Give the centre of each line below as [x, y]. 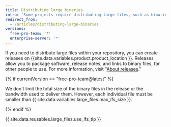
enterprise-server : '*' [35, 39]
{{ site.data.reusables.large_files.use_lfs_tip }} [53, 119]
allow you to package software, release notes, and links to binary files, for [83, 63]
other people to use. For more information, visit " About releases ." [73, 69]
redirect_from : [21, 19]
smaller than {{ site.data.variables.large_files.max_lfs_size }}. [69, 99]
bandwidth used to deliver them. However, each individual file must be [79, 94]
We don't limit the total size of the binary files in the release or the [74, 88]
